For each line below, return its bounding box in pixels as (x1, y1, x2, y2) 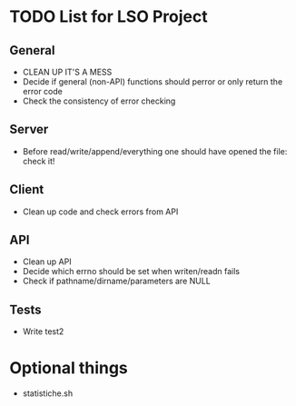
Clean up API (22, 256, 72, 267)
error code (22, 86, 64, 96)
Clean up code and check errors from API (22, 206, 179, 217)
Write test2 (22, 326, 64, 337)
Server (9, 122, 49, 137)
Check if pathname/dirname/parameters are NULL (22, 275, 211, 287)
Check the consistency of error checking (22, 95, 176, 106)
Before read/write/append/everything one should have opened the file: (22, 145, 288, 156)
